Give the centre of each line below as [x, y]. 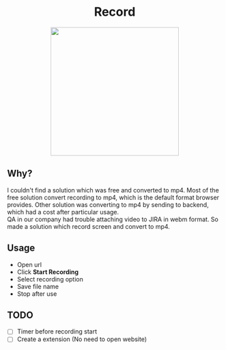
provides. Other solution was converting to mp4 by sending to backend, [108, 204]
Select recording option [50, 279]
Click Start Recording [48, 272]
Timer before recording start [57, 332]
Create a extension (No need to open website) [82, 339]
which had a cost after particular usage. [63, 212]
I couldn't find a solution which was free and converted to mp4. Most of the [113, 190]
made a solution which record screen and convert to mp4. [89, 226]
